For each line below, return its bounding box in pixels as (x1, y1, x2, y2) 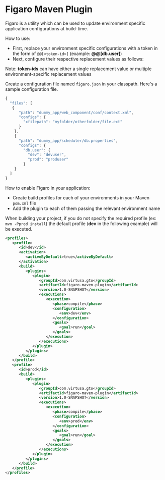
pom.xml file (12, 200, 36, 206)
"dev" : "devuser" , (27, 152, 66, 157)
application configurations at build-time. (5, 25, 89, 31)
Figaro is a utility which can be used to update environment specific (5, 20, 146, 26)
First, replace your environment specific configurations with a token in (12, 45, 158, 51)
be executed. (5, 226, 33, 232)
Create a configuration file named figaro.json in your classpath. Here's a (5, 81, 157, 87)
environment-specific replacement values (5, 71, 92, 77)
